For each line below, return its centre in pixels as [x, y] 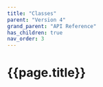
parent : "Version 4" [37, 20]
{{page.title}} [46, 73]
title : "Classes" [32, 13]
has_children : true [35, 33]
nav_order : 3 [26, 39]
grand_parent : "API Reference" [52, 26]
